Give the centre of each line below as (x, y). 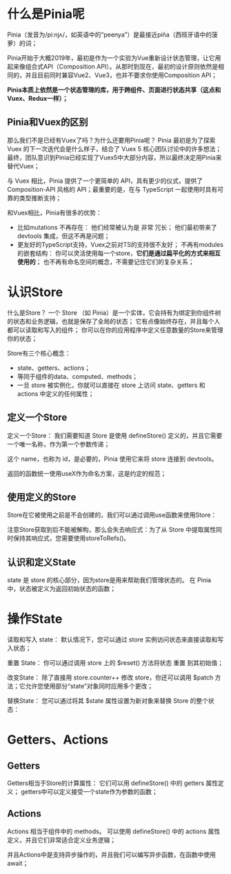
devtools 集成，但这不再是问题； (63, 236)
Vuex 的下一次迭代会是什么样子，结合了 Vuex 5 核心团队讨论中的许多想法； (114, 148)
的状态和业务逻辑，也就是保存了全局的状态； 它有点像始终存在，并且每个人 (114, 321)
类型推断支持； (40, 198)
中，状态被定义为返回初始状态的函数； (61, 589)
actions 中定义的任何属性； (56, 393)
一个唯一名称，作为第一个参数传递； (59, 444)
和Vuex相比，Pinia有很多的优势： (54, 212)
